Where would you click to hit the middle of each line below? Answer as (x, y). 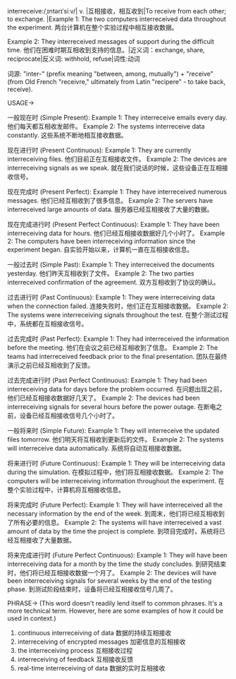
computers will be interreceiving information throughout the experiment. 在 (116, 481)
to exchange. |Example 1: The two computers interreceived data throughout (117, 19)
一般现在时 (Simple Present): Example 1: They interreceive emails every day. (117, 117)
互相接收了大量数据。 (44, 540)
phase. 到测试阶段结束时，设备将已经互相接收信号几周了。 (92, 589)
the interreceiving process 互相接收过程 (75, 650)
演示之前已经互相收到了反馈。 (50, 365)
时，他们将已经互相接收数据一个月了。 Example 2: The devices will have (112, 573)
